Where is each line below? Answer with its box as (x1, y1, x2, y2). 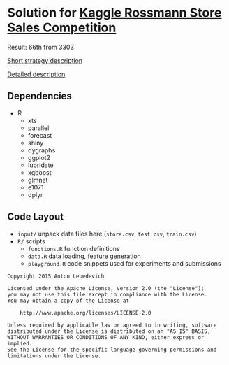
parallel (27, 124, 50, 132)
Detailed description (7, 70, 66, 78)
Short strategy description (7, 56, 82, 64)
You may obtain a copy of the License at (7, 297, 130, 304)
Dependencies (7, 90, 72, 102)
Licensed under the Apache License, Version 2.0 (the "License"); (7, 285, 205, 292)
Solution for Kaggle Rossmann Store (7, 5, 222, 21)
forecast (27, 131, 52, 139)
